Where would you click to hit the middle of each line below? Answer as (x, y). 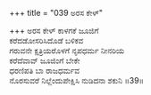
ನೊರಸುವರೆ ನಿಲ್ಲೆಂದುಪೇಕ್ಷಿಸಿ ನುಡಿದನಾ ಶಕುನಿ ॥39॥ (77, 80)
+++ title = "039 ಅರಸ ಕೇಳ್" (56, 13)
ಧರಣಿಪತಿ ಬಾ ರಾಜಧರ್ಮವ (45, 71)
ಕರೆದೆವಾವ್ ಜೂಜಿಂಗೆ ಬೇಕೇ (45, 60)
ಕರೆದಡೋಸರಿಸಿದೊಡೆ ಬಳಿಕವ (46, 40)
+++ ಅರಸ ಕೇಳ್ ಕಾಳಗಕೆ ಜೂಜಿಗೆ (54, 31)
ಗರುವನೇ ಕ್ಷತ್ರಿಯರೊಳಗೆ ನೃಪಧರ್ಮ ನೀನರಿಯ (67, 51)
